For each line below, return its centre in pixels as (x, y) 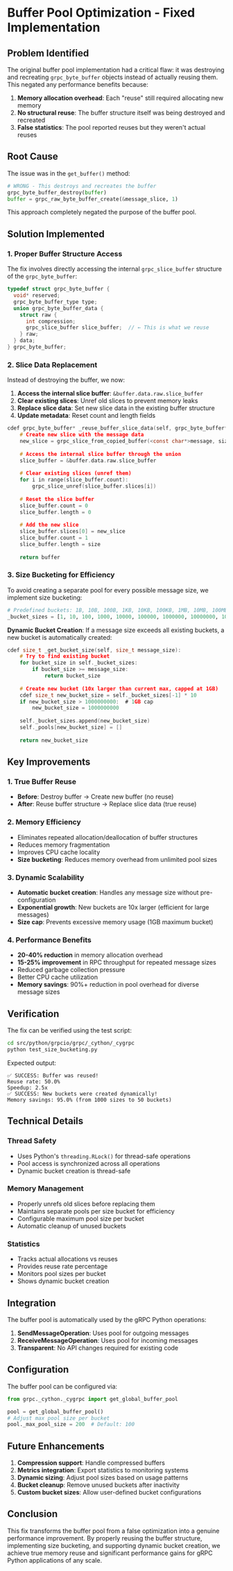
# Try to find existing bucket (65, 656)
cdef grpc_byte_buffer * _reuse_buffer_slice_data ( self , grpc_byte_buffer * (118, 428)
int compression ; (51, 321)
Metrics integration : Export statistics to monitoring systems (103, 1470)
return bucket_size (72, 676)
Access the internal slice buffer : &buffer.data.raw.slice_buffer (110, 393)
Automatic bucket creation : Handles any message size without (108, 892)
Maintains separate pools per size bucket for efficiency (96, 1211)
